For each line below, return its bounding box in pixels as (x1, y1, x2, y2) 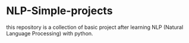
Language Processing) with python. (6, 29, 93, 37)
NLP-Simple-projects (6, 4, 113, 18)
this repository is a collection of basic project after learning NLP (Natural (6, 24, 184, 31)
